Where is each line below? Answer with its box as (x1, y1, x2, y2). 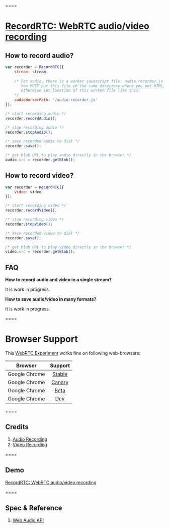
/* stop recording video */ (5, 217, 64, 222)
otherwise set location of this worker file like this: (21, 88, 141, 93)
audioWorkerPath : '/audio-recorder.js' (14, 97, 98, 102)
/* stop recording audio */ (5, 125, 64, 130)
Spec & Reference (5, 504, 62, 512)
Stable (52, 371, 68, 378)
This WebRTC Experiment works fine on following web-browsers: (5, 350, 141, 356)
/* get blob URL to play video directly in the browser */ (5, 244, 132, 250)
